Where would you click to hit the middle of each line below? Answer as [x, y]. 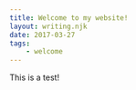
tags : [20, 43]
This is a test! [35, 77]
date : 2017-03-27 [42, 35]
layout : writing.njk [49, 26]
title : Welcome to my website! [69, 18]
